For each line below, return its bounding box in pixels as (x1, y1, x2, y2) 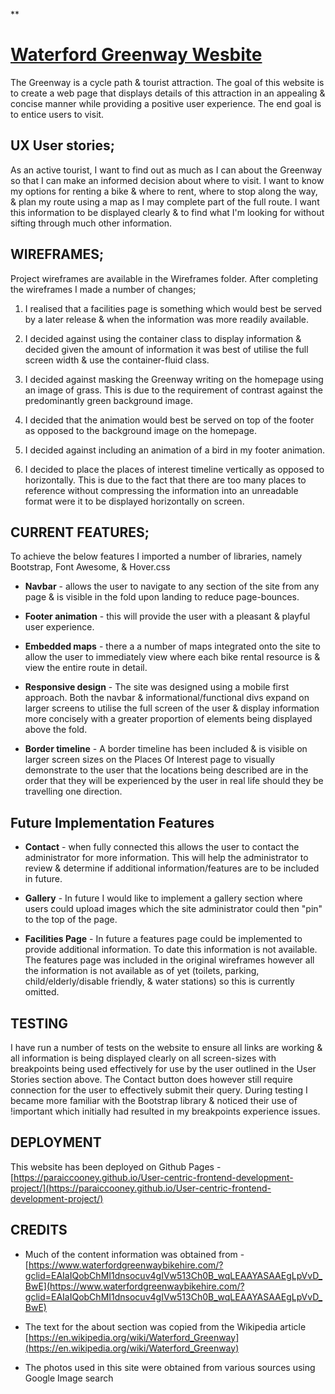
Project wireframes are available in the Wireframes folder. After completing (10, 272, 319, 284)
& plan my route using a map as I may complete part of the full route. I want (10, 195, 320, 208)
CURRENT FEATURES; (10, 524, 150, 541)
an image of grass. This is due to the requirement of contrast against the (24, 384, 324, 396)
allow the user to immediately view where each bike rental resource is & (24, 651, 321, 663)
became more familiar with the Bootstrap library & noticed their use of (10, 1095, 298, 1106)
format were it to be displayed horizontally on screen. (24, 495, 245, 507)
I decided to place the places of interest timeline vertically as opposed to (24, 463, 325, 475)
